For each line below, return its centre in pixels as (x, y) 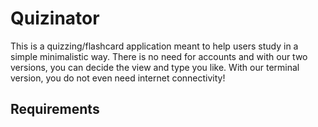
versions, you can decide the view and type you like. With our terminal (155, 67)
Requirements (55, 109)
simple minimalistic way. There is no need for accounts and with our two (159, 56)
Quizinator (55, 18)
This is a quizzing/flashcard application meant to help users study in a (154, 46)
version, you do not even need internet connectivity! (118, 78)
